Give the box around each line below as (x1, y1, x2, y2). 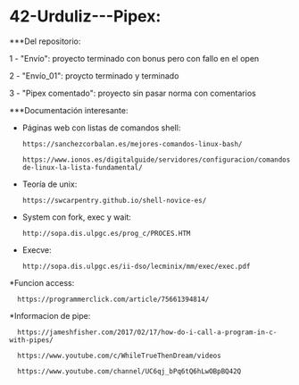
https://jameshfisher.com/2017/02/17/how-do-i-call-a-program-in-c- (17, 328, 278, 337)
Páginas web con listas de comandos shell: (21, 122, 181, 133)
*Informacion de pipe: (9, 310, 91, 321)
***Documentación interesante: (9, 105, 129, 115)
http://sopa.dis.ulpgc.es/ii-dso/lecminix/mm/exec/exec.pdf (21, 262, 251, 271)
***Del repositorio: (9, 36, 81, 46)
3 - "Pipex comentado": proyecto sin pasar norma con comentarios (9, 88, 256, 98)
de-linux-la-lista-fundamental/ (21, 163, 143, 172)
